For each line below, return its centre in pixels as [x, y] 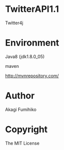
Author [20, 96]
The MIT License [22, 143]
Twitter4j [14, 23]
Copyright [27, 129]
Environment [32, 43]
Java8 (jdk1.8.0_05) [25, 56]
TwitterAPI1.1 [32, 9]
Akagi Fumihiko [21, 109]
